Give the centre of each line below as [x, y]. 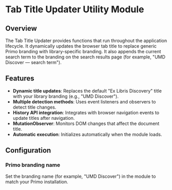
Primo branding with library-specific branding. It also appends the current [83, 51]
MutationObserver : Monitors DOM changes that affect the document [86, 123]
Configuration [28, 150]
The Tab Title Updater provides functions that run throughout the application [86, 40]
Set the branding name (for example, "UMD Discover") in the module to [81, 176]
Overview [21, 28]
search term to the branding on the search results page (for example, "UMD [85, 57]
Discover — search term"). [33, 62]
